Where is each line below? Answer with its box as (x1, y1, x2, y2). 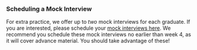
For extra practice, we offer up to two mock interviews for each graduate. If (6, 18, 190, 26)
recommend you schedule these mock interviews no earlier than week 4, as (6, 31, 192, 38)
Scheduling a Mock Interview (6, 5, 92, 13)
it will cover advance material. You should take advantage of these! (6, 37, 170, 45)
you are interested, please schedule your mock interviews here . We (6, 24, 171, 32)
